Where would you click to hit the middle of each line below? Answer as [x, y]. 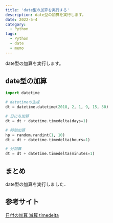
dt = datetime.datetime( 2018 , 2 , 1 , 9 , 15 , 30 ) [57, 107]
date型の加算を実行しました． [37, 184]
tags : [11, 34]
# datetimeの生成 [22, 102]
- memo [17, 48]
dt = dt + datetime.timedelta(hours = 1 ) [48, 140]
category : [16, 24]
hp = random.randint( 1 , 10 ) [35, 135]
